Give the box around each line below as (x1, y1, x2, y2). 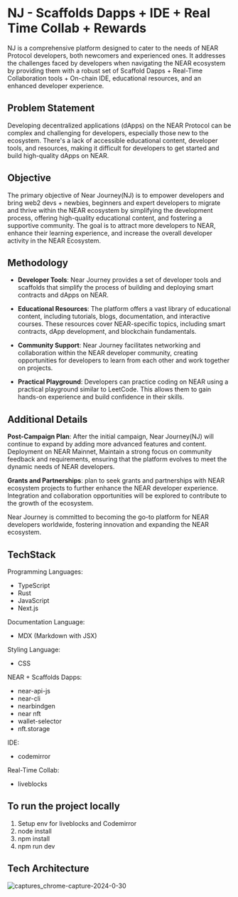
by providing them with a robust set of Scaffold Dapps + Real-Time (7, 66, 203, 75)
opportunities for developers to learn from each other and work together (17, 356, 229, 364)
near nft (17, 710, 41, 718)
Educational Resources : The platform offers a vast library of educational (17, 305, 231, 313)
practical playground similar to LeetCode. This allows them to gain (17, 385, 212, 394)
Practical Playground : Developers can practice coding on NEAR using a (17, 377, 229, 386)
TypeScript (17, 582, 50, 589)
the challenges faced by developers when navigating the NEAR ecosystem (7, 58, 226, 67)
